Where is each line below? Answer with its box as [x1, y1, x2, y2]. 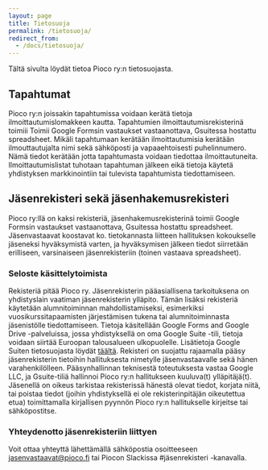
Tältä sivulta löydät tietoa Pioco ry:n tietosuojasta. [8, 64, 174, 73]
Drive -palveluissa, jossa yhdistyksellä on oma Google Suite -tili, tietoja [8, 329, 243, 339]
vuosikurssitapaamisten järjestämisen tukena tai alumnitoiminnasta [8, 312, 230, 322]
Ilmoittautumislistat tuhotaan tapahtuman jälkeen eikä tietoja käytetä [8, 160, 233, 169]
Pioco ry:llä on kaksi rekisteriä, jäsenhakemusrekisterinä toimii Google [8, 213, 240, 223]
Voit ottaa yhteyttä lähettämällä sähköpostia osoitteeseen [8, 444, 198, 454]
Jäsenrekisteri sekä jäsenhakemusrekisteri [8, 192, 229, 206]
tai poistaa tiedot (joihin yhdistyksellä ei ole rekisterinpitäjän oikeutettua [8, 389, 245, 399]
